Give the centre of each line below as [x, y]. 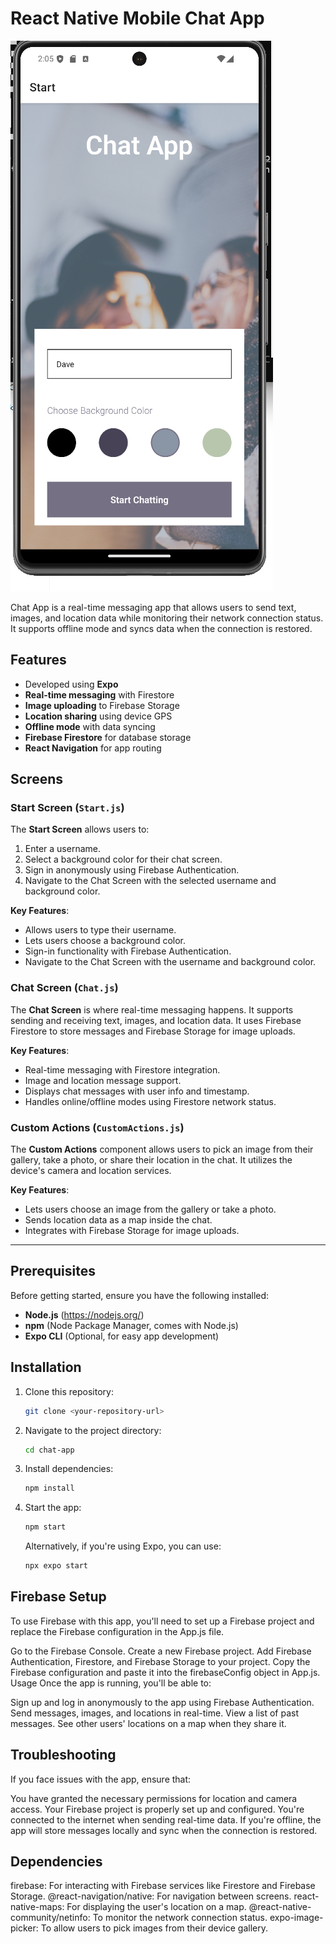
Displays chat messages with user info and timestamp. [137, 1091]
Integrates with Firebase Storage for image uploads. [132, 1231]
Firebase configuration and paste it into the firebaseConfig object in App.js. [165, 1672]
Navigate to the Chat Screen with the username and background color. [170, 962]
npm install [49, 1488]
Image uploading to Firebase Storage [102, 705]
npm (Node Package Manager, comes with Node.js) [131, 1325]
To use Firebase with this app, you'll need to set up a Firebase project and [162, 1621]
